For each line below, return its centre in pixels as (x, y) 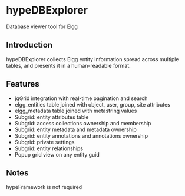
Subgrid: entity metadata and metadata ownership (75, 129)
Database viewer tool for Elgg (42, 26)
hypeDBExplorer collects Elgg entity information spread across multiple (92, 59)
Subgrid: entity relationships (49, 148)
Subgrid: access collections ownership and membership (83, 123)
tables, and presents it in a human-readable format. (68, 65)
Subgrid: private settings (44, 142)
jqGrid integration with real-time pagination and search (81, 98)
